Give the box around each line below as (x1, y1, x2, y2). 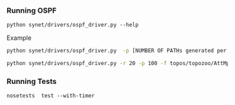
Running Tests (6, 76, 57, 86)
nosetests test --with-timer (6, 92, 95, 99)
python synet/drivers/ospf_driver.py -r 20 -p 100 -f (6, 60, 168, 67)
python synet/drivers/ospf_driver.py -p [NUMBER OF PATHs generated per (6, 48, 227, 55)
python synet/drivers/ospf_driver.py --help (6, 22, 139, 29)
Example (6, 34, 32, 42)
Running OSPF (6, 6, 57, 15)
